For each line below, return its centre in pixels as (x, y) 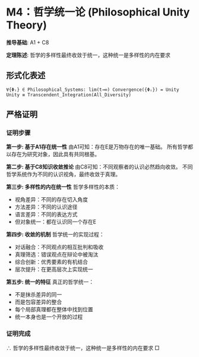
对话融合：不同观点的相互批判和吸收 (59, 247)
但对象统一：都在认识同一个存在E (56, 222)
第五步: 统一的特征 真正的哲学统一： (50, 282)
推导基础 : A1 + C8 (28, 42)
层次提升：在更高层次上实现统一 (54, 269)
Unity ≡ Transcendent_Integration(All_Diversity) (69, 95)
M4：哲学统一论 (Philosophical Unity (98, 12)
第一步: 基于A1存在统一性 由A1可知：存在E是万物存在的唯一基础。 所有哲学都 (99, 147)
